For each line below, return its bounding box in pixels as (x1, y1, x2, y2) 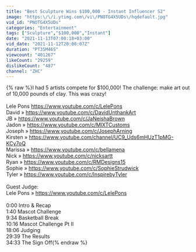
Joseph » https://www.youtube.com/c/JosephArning (6, 128, 132, 135)
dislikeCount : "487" (6, 62, 57, 69)
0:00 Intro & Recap (6, 202, 51, 209)
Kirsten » (6, 134, 28, 141)
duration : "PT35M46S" (6, 47, 59, 52)
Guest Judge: (6, 183, 39, 190)
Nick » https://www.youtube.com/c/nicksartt (6, 152, 113, 159)
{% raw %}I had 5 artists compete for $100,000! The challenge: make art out (6, 84, 190, 91)
